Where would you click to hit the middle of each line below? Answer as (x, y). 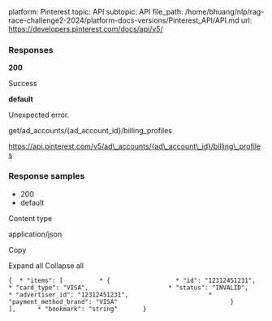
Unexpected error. (39, 115)
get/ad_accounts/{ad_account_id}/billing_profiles (91, 131)
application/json (35, 234)
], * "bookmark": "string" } (78, 309)
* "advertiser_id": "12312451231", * (110, 295)
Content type (30, 218)
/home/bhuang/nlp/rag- (225, 12)
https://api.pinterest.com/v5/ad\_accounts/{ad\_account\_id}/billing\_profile (135, 146)
